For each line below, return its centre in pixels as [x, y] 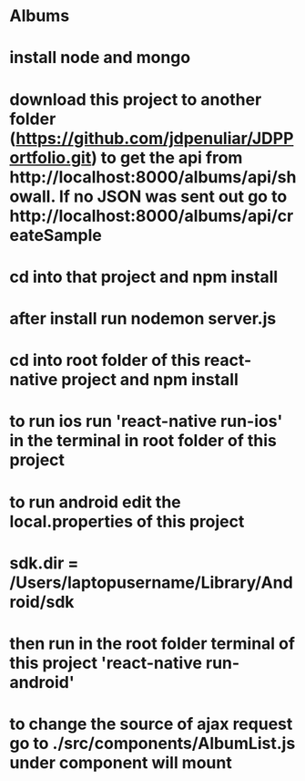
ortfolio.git [51, 157]
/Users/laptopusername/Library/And [151, 583]
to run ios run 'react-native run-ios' [146, 422]
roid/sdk [42, 602]
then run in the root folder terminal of [152, 643]
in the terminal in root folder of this [143, 441]
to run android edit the [96, 502]
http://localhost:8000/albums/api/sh [153, 177]
